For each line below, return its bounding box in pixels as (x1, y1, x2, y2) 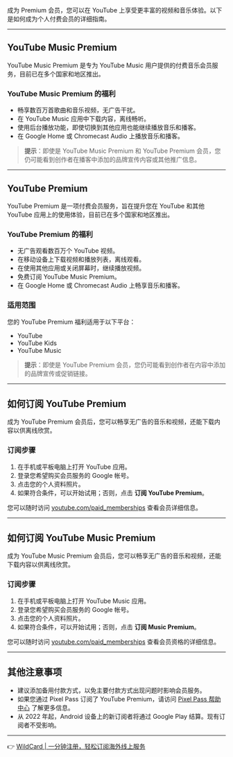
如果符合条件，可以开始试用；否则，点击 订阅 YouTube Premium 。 (17, 488, 208, 497)
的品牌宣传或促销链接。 (24, 369, 92, 377)
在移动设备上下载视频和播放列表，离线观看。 (17, 256, 146, 264)
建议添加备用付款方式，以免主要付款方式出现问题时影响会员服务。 (17, 686, 206, 694)
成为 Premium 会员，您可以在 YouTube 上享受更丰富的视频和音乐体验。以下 (7, 6, 223, 14)
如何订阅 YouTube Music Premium (7, 532, 156, 544)
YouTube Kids (17, 339, 58, 347)
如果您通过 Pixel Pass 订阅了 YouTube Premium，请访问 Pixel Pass (17, 694, 207, 703)
